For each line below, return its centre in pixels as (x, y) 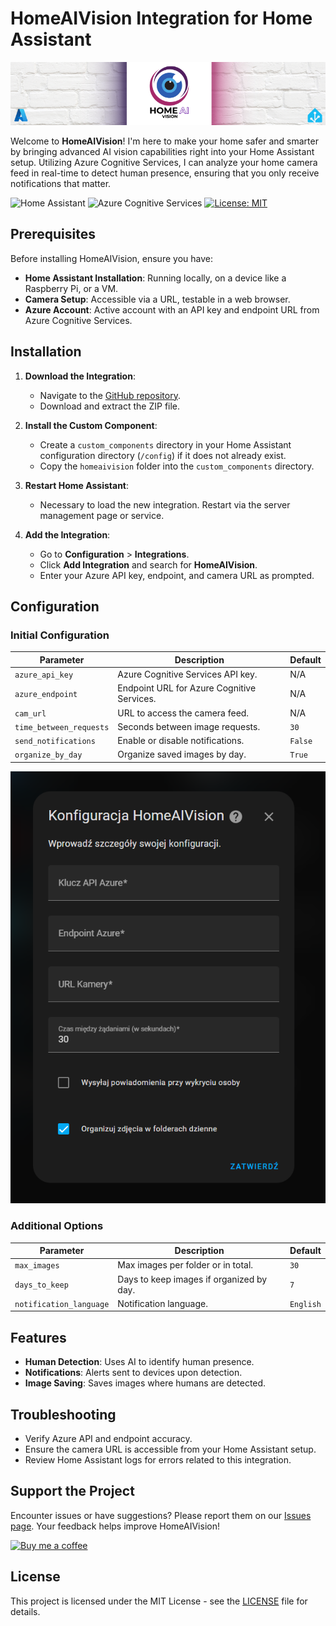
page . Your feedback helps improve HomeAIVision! (115, 1526)
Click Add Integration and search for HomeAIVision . (148, 564)
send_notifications (55, 742)
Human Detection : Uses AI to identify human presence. (139, 1362)
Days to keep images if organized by (192, 1279)
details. (25, 1611)
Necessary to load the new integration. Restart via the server (165, 504)
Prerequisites (53, 234)
